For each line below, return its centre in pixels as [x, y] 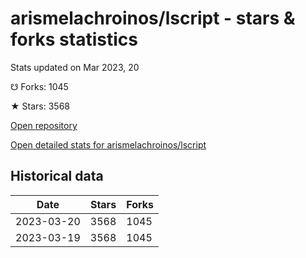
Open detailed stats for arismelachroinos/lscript [108, 144]
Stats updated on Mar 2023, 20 [75, 67]
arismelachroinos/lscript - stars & [153, 18]
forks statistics [74, 39]
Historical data [57, 176]
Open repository [44, 125]
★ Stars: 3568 [40, 106]
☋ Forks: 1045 [39, 86]
